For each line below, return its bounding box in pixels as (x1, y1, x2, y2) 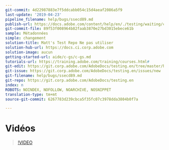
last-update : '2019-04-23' (5, 12, 62, 17)
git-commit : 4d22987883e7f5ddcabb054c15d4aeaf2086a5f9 (5, 7, 123, 13)
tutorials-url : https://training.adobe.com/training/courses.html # (5, 59, 150, 64)
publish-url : (5, 21, 33, 27)
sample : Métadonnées (5, 31, 49, 36)
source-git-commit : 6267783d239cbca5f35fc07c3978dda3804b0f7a (5, 96, 138, 102)
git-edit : (5, 64, 26, 69)
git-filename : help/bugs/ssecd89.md (5, 73, 82, 78)
